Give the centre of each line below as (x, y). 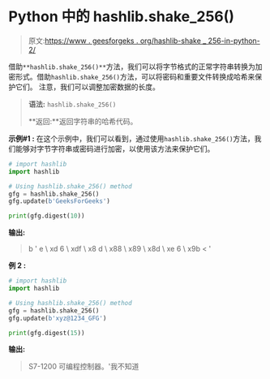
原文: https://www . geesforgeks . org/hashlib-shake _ (117, 41)
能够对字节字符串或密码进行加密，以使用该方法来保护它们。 (115, 149)
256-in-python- (234, 41)
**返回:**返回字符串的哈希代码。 (83, 121)
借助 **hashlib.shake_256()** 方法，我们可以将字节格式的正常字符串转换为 (132, 67)
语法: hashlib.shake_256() (72, 104)
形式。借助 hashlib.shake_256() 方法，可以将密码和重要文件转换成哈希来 (135, 76)
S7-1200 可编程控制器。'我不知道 (84, 367)
